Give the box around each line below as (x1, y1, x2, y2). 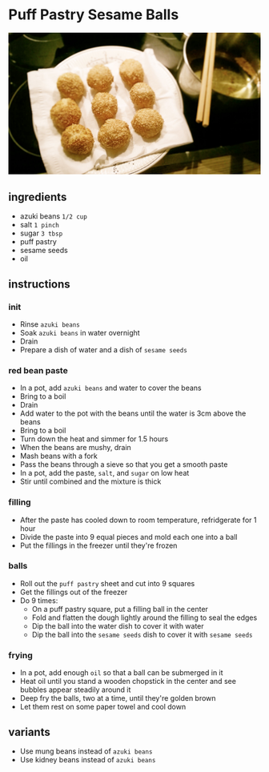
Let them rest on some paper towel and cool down (19, 702, 187, 712)
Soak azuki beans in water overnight (19, 328, 140, 337)
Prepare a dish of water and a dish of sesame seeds (19, 344, 188, 354)
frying (8, 649, 34, 661)
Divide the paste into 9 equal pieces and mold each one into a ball (19, 532, 238, 541)
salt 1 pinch (19, 220, 60, 230)
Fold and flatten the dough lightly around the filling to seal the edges (31, 613, 258, 622)
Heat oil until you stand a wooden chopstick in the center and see (19, 677, 236, 686)
